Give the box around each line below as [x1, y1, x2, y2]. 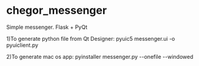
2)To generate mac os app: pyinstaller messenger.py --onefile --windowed [6, 53, 194, 60]
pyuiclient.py [6, 41, 38, 49]
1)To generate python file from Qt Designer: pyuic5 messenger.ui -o [6, 35, 175, 42]
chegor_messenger [6, 4, 107, 17]
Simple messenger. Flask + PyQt [6, 23, 88, 31]
